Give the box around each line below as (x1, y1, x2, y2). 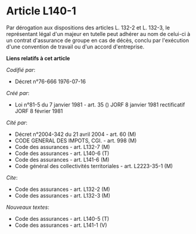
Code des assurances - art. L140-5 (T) (14, 215, 110, 222)
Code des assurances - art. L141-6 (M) (14, 156, 110, 163)
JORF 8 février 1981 (14, 107, 63, 114)
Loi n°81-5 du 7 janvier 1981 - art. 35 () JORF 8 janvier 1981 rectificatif (14, 101, 185, 108)
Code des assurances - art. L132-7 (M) (14, 143, 110, 150)
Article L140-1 (6, 4, 76, 18)
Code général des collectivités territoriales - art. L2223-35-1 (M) (14, 162, 173, 169)
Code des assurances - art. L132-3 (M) (14, 192, 111, 199)
